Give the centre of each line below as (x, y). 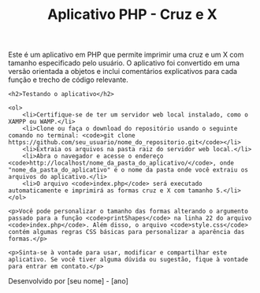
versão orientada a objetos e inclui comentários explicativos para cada (123, 72)
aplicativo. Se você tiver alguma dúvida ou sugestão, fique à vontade (128, 260)
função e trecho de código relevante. (68, 80)
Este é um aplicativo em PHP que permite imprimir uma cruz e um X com (126, 55)
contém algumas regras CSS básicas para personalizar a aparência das (126, 232)
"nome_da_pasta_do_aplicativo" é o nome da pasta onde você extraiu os (128, 170)
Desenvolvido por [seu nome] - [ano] (68, 281)
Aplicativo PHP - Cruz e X (132, 15)
